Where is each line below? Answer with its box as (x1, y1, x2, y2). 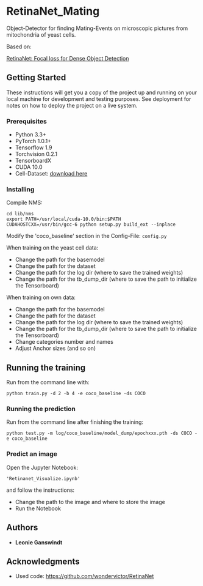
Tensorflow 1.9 (15, 144, 52, 151)
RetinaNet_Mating (6, 4, 100, 18)
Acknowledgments (6, 556, 80, 566)
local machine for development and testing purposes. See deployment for (6, 95, 191, 102)
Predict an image (6, 450, 58, 458)
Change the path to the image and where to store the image (15, 498, 166, 505)
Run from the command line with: (6, 379, 90, 386)
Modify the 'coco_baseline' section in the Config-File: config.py (6, 232, 167, 240)
